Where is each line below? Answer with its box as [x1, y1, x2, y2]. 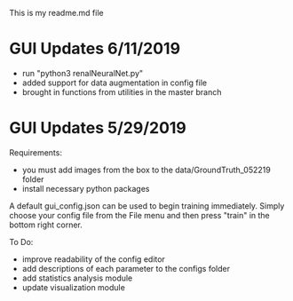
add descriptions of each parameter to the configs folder [21, 263, 231, 273]
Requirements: [9, 147, 62, 158]
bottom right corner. [9, 219, 83, 230]
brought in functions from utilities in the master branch [21, 86, 222, 97]
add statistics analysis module [21, 273, 133, 283]
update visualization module [21, 281, 126, 292]
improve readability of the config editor [21, 253, 166, 265]
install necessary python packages [21, 183, 150, 194]
